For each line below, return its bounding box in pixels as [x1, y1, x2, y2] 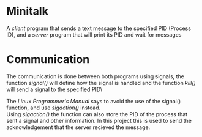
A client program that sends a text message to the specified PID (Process [6, 24, 192, 32]
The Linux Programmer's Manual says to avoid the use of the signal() [6, 97, 181, 105]
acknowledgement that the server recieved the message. [6, 124, 151, 131]
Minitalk [6, 4, 49, 18]
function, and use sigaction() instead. [6, 104, 101, 111]
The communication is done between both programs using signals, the [6, 72, 185, 80]
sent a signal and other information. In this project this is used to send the [6, 117, 192, 124]
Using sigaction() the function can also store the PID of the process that [6, 110, 188, 117]
